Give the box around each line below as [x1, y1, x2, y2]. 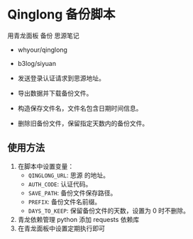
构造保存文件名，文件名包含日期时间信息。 [17, 104, 143, 112]
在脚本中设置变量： [17, 162, 75, 170]
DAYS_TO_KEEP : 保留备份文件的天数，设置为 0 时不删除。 [28, 206, 190, 215]
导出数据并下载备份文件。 [17, 89, 93, 97]
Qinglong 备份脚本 [7, 6, 116, 23]
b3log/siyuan [17, 59, 57, 67]
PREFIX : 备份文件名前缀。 [28, 197, 101, 206]
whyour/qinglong [17, 45, 67, 54]
